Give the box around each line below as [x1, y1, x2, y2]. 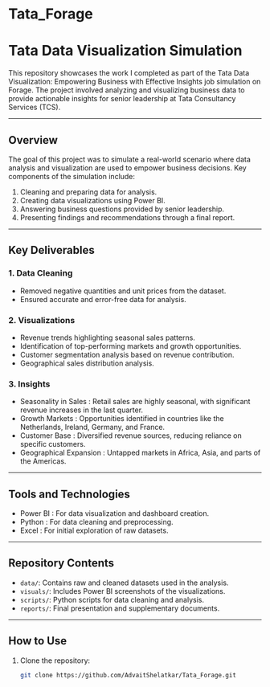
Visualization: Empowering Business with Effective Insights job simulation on [8, 77, 261, 87]
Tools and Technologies [8, 487, 131, 501]
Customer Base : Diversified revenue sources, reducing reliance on [19, 431, 243, 440]
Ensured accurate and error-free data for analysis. [19, 294, 186, 304]
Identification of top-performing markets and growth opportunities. [19, 341, 242, 350]
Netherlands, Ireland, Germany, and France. [19, 423, 166, 432]
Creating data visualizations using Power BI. [19, 195, 166, 205]
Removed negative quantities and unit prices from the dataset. [19, 286, 227, 296]
